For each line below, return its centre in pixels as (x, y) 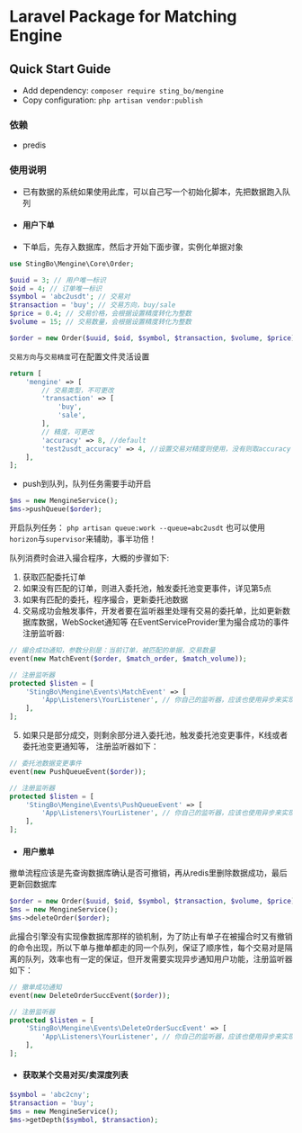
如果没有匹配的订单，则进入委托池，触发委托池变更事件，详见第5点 (147, 589)
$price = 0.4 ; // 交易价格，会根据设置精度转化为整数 (100, 314)
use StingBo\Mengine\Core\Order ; (72, 264)
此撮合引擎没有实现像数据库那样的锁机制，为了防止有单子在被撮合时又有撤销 (151, 936)
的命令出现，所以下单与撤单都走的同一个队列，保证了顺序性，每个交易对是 (147, 948)
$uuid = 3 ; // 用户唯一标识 (58, 280)
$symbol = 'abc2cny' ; (50, 1095)
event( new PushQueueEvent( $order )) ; (78, 771)
